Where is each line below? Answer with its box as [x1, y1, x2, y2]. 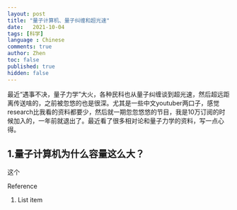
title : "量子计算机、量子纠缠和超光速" [7, 17, 110, 24]
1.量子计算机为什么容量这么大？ [7, 148, 145, 160]
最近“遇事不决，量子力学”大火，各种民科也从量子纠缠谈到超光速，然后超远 [7, 90, 224, 98]
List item [17, 196, 43, 204]
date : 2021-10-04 [7, 23, 65, 30]
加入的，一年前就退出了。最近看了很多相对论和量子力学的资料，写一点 [13, 116, 218, 124]
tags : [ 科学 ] [7, 30, 44, 37]
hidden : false [7, 69, 50, 76]
